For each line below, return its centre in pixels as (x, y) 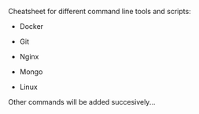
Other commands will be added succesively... (82, 102)
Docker (31, 26)
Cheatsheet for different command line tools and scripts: (99, 11)
